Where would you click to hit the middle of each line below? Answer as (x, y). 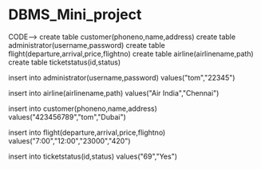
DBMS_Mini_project (75, 15)
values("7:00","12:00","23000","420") (69, 140)
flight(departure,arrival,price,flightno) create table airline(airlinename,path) (131, 53)
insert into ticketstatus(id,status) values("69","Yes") (93, 156)
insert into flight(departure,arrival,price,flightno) (87, 132)
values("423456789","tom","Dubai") (67, 116)
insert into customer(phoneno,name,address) (83, 108)
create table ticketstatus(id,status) (65, 62)
